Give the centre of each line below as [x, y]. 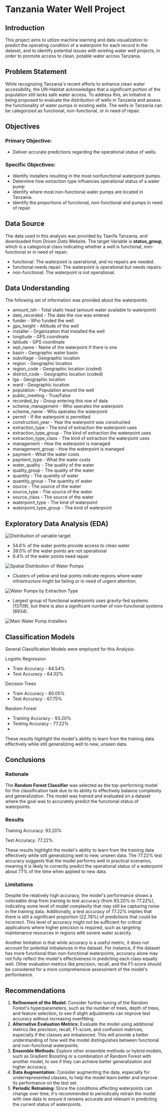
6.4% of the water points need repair [51, 556]
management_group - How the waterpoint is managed [68, 449]
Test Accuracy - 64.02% [38, 674]
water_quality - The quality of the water [53, 465]
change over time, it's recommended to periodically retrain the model [84, 1094]
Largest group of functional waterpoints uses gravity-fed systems [80, 601]
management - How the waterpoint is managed [61, 443]
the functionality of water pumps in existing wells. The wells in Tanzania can [84, 105]
